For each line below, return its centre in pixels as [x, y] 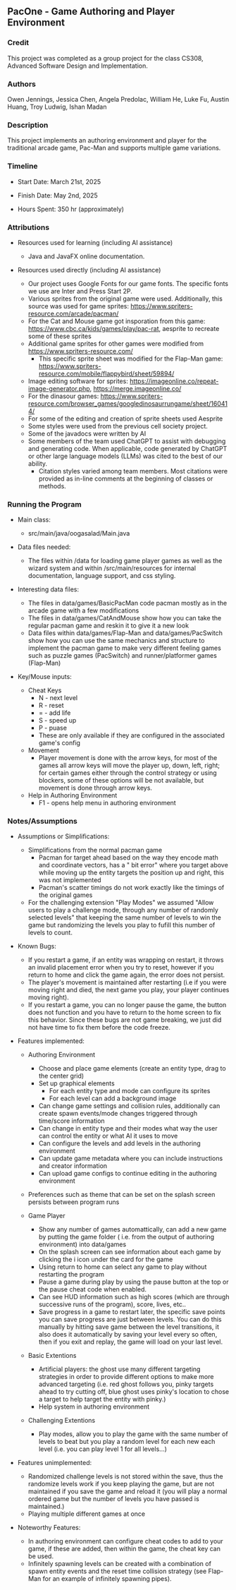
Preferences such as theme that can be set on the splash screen [122, 1195]
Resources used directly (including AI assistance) [89, 270]
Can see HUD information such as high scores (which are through [134, 1297]
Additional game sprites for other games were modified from [116, 343]
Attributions [29, 227]
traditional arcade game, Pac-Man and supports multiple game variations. [114, 148]
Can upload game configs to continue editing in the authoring [128, 1174]
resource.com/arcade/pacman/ [73, 313]
